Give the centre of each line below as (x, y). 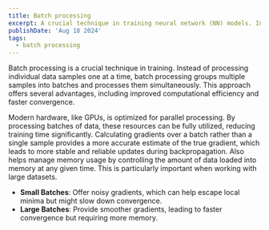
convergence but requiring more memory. (89, 218)
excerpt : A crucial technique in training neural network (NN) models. (130, 23)
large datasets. (33, 177)
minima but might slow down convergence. (91, 201)
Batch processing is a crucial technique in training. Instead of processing (128, 68)
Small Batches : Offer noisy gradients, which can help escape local (130, 192)
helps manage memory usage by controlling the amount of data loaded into (132, 160)
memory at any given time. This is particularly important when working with (133, 169)
